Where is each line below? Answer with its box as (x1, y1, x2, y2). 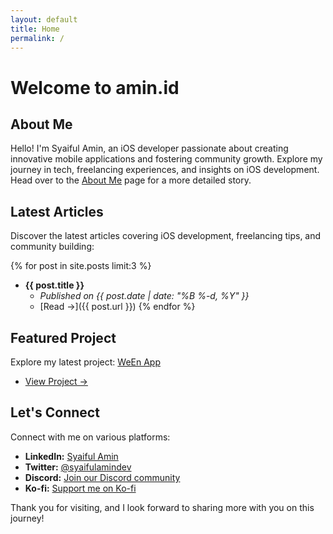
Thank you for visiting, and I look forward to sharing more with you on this (10, 501, 315, 513)
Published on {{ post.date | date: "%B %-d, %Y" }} (39, 290, 250, 302)
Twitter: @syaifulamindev (24, 461, 132, 473)
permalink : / (10, 33, 65, 43)
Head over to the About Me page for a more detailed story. (10, 174, 252, 186)
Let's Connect (10, 404, 100, 421)
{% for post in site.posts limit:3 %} (10, 260, 152, 272)
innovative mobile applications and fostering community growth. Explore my (10, 153, 323, 165)
